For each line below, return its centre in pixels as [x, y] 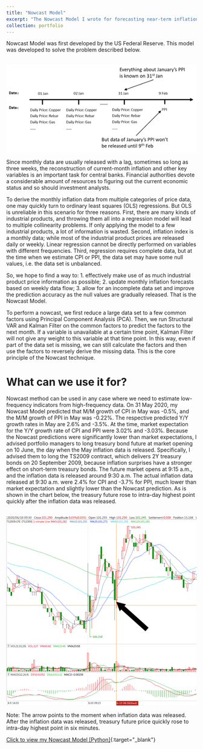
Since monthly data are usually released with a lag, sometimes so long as [97, 162]
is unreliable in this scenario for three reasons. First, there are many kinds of [101, 212]
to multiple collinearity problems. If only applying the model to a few [91, 225]
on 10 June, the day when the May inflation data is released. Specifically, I [98, 450]
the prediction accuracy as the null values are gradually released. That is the [101, 294]
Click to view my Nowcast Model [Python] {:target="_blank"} [81, 740]
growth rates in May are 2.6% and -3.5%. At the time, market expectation [97, 424]
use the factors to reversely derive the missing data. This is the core [91, 351]
